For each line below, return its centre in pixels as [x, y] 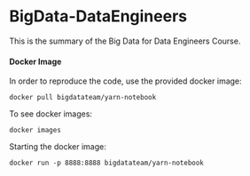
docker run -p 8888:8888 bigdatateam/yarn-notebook [106, 163]
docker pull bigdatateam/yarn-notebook [83, 98]
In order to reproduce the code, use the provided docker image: [125, 81]
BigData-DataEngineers [98, 16]
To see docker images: [51, 114]
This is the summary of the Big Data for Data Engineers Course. [125, 41]
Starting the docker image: [58, 147]
